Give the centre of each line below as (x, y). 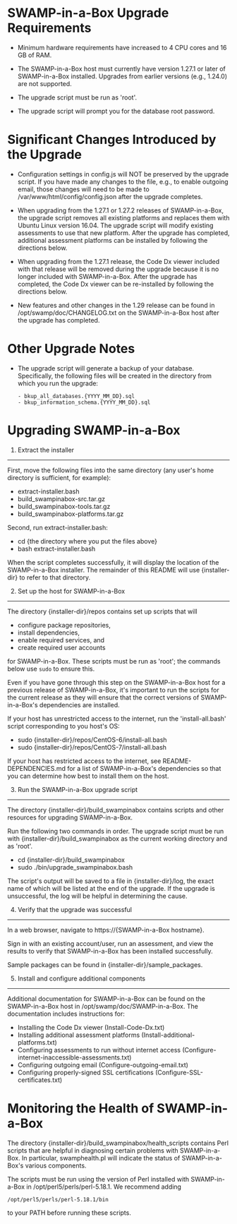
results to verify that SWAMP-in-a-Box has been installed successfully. (110, 951)
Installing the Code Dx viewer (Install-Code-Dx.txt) (91, 1027)
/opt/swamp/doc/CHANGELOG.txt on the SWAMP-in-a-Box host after (119, 313)
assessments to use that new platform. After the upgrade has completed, (123, 233)
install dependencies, (48, 632)
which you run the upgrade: (58, 383)
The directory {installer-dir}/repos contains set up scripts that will (102, 611)
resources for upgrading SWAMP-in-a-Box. (70, 817)
